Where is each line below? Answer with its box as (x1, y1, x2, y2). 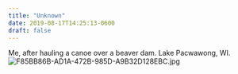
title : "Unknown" (8, 11, 66, 20)
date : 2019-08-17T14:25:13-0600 (8, 19, 115, 27)
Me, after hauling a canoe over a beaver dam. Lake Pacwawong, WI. (8, 49, 231, 58)
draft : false (8, 26, 52, 34)
